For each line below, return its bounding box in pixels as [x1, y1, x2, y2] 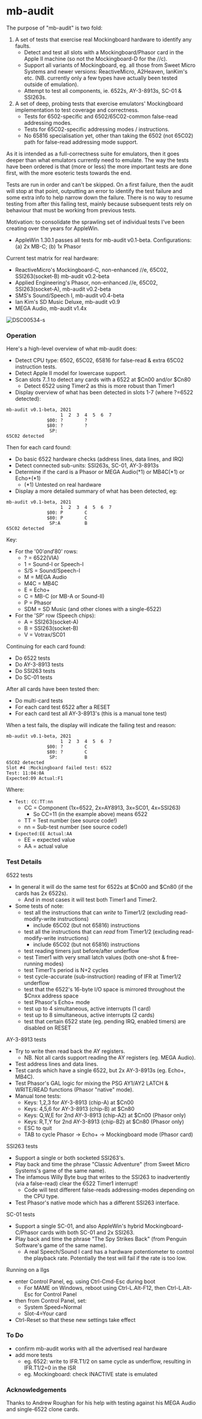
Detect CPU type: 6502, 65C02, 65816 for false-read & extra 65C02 [14, 357, 184, 364]
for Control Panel [34, 1291, 77, 1298]
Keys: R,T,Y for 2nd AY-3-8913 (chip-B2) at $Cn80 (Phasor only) [24, 1117, 185, 1125]
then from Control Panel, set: [14, 1297, 87, 1304]
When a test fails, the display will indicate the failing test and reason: [6, 722, 177, 729]
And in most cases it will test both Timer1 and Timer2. [24, 896, 157, 903]
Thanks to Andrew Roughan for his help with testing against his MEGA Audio [6, 1399, 196, 1406]
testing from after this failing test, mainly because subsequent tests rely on [6, 200, 192, 207]
